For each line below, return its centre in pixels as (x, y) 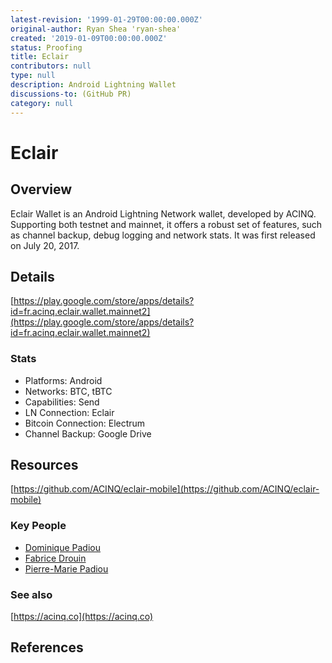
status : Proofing (46, 47)
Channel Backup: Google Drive (88, 433)
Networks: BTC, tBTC (68, 391)
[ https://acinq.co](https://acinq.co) (82, 617)
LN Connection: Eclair (69, 412)
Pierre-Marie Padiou (66, 568)
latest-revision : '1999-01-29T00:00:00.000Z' (106, 19)
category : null (42, 103)
